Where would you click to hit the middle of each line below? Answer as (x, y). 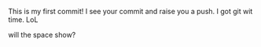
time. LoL (23, 20)
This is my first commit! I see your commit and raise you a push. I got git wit (130, 11)
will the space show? (42, 35)
